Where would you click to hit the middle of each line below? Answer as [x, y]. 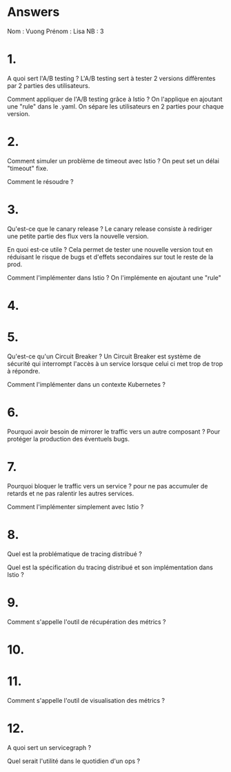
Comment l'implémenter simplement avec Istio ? [76, 506]
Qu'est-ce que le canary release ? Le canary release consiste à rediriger [110, 228]
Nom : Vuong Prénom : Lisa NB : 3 [56, 31]
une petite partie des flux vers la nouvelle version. [78, 236]
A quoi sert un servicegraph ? [49, 747]
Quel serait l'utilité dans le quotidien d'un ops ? [74, 761]
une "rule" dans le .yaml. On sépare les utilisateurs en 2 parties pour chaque [115, 106]
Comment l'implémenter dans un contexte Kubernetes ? [86, 384]
